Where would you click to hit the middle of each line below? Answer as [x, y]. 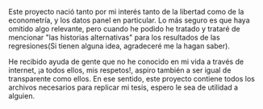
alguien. [21, 96]
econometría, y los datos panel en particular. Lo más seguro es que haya [129, 20]
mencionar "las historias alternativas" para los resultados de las [114, 37]
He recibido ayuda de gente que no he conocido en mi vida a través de [126, 61]
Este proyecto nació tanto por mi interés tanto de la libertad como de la [126, 12]
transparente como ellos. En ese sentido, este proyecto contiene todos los [132, 79]
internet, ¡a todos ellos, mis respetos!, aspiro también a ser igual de [120, 70]
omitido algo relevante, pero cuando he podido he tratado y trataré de [124, 29]
